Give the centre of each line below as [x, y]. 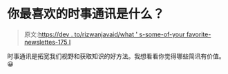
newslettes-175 [46, 42]
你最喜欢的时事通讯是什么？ [86, 14]
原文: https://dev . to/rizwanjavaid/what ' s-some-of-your [104, 34]
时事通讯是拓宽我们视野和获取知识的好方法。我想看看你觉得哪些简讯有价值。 [116, 56]
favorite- [199, 34]
